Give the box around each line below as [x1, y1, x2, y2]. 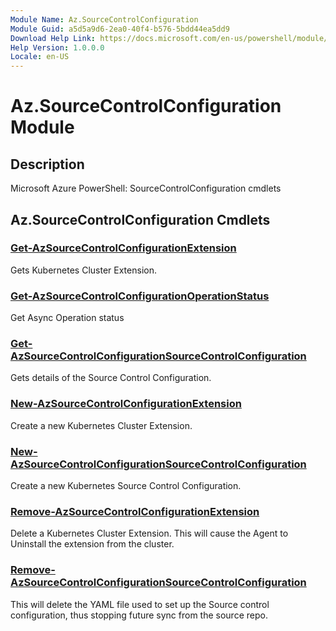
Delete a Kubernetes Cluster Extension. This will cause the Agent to [10, 527, 289, 540]
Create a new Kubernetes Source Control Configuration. [10, 480, 242, 491]
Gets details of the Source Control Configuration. [10, 372, 212, 384]
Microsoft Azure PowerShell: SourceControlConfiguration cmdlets [10, 182, 282, 195]
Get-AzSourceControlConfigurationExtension [10, 241, 237, 255]
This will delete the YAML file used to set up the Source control [10, 598, 270, 610]
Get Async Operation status [10, 312, 125, 324]
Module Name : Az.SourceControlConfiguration [10, 14, 199, 25]
